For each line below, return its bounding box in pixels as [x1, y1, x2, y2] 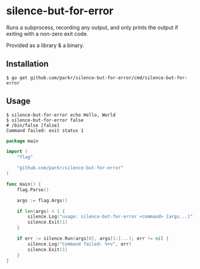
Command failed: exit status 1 [6, 127, 84, 133]
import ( [6, 149, 28, 155]
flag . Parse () [17, 186, 49, 193]
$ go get [6, 74, 28, 81]
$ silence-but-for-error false [6, 117, 84, 123]
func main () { [6, 181, 42, 187]
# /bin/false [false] [6, 122, 60, 129]
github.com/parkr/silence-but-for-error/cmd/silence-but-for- [30, 74, 187, 81]
